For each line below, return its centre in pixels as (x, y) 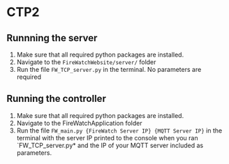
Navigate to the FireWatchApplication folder (79, 123)
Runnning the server (52, 38)
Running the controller (56, 99)
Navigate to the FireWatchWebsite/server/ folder (86, 62)
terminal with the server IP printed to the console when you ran (107, 137)
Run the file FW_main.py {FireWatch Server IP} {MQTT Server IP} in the (119, 131)
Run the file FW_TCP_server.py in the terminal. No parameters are (109, 69)
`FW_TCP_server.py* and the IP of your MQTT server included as (110, 145)
